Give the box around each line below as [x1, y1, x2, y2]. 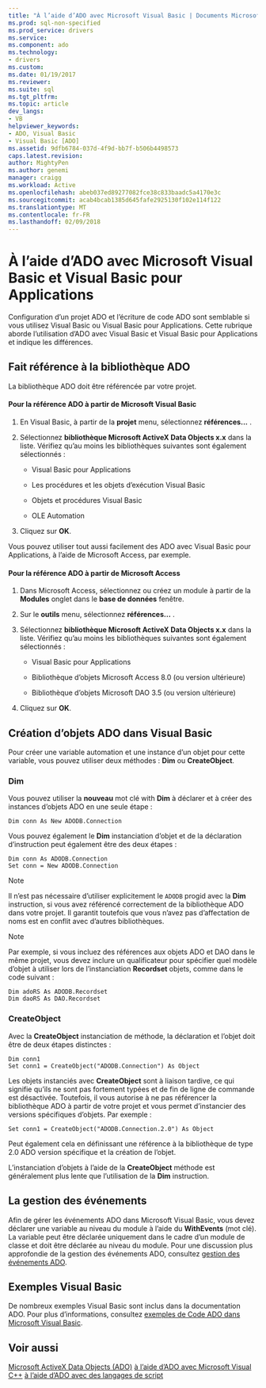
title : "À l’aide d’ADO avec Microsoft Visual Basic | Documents [8, 11, 228, 20]
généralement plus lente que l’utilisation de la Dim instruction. [8, 1171, 210, 1180]
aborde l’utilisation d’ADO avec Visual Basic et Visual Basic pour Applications [8, 329, 258, 339]
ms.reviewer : [8, 78, 51, 86]
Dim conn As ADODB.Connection [8, 855, 108, 863]
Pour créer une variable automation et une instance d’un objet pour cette [8, 747, 245, 757]
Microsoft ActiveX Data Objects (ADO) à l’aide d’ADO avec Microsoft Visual [8, 1362, 252, 1372]
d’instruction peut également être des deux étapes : [8, 840, 177, 849]
